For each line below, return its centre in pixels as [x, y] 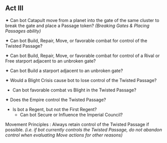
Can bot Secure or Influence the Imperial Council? [71, 114]
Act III [14, 8]
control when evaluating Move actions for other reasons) [64, 135]
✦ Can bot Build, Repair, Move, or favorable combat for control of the [76, 40]
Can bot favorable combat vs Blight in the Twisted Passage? [74, 90]
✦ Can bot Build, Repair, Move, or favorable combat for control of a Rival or [82, 55]
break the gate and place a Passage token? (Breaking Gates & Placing [77, 25]
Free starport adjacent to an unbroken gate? [50, 61]
